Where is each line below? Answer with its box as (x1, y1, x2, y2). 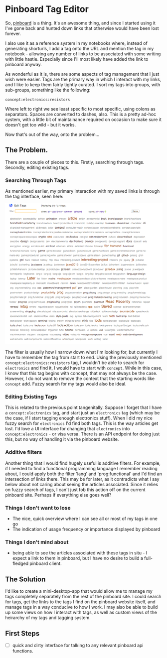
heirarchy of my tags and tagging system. (5, 615, 91, 621)
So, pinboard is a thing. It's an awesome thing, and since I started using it (5, 20, 156, 26)
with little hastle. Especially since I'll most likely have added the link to (5, 56, 149, 62)
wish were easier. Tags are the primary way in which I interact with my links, (5, 76, 162, 82)
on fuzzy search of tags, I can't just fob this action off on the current (5, 487, 146, 493)
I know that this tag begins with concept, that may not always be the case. (5, 370, 158, 377)
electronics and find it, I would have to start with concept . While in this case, (5, 365, 163, 371)
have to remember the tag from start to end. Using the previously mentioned (5, 355, 162, 361)
